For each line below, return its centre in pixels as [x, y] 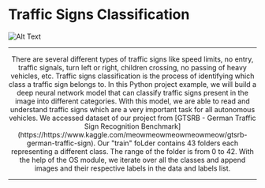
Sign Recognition [112, 126]
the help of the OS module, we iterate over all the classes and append [132, 160]
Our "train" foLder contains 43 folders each [168, 143]
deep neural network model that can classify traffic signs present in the [132, 92]
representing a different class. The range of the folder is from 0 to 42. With [132, 151]
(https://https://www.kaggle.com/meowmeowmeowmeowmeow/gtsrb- [132, 134]
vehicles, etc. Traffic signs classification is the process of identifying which [132, 76]
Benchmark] [161, 126]
